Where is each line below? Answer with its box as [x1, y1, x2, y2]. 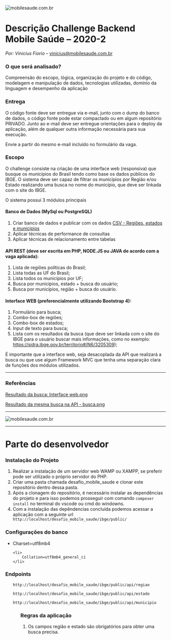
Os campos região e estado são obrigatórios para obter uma [27, 624, 155, 630]
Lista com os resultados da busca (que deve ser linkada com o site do [12, 331, 160, 337]
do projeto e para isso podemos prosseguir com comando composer [12, 495, 154, 502]
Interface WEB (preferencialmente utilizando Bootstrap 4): [5, 298, 131, 304]
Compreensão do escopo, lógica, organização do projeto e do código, [5, 74, 153, 81]
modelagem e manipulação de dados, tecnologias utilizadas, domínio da [5, 80, 157, 86]
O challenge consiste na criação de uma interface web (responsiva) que [5, 165, 157, 172]
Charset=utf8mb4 [12, 540, 51, 546]
